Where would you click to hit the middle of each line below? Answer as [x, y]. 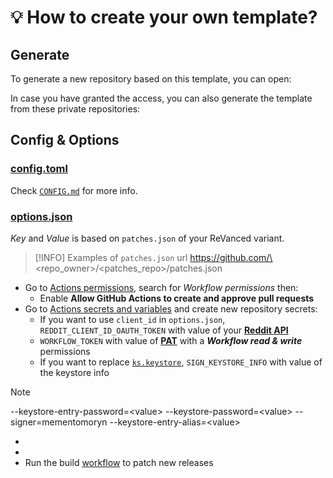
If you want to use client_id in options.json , [132, 319]
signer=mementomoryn [59, 422]
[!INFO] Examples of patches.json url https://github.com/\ [153, 257]
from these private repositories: [75, 109]
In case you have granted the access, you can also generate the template [161, 98]
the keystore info [74, 372]
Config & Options [65, 140]
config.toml [39, 169]
